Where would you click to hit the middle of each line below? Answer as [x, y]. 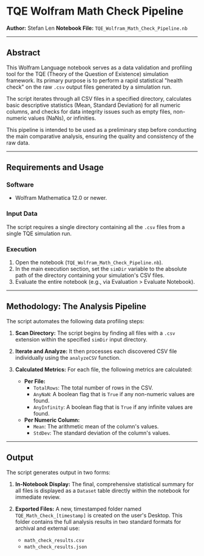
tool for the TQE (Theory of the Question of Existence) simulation [87, 74]
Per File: [35, 381]
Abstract [23, 53]
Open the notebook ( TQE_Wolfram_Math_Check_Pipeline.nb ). [89, 263]
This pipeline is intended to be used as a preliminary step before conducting [101, 129]
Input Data [22, 214]
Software [20, 185]
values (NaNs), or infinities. [62, 118]
